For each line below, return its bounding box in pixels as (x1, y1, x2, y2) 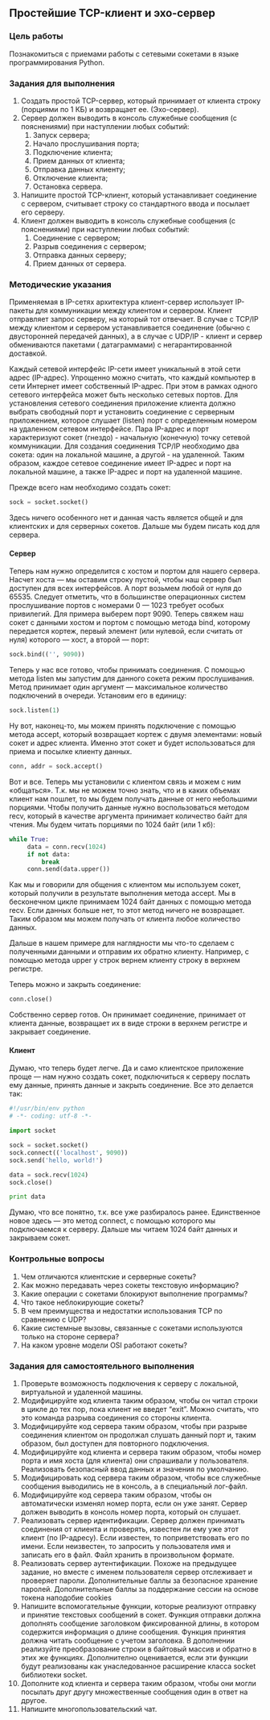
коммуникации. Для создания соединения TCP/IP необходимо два (9, 441, 239, 451)
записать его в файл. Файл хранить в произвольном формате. (20, 1550, 235, 1560)
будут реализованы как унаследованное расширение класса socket (20, 1661, 256, 1671)
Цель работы (9, 31, 63, 42)
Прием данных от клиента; (32, 156, 125, 165)
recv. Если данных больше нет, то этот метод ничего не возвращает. (9, 906, 245, 915)
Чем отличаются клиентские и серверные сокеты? (20, 1272, 197, 1281)
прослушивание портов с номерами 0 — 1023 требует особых (9, 601, 224, 610)
